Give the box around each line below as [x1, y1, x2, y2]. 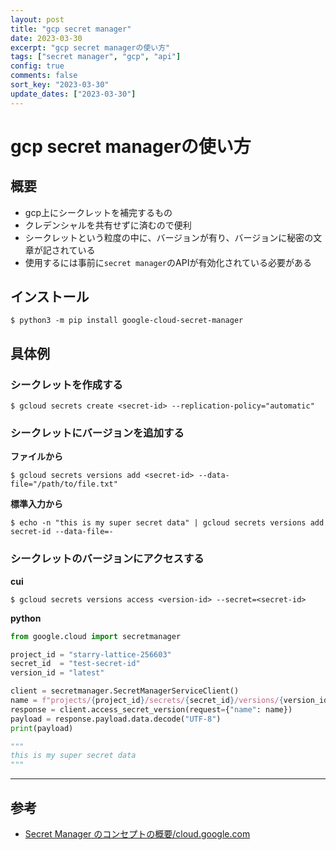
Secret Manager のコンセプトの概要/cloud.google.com [24, 828, 251, 840]
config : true [10, 61, 65, 71]
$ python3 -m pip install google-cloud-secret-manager [10, 316, 244, 326]
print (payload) [10, 723, 74, 733]
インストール [10, 289, 90, 306]
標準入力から [10, 498, 63, 510]
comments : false [10, 71, 78, 81]
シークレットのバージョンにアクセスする [10, 552, 205, 566]
